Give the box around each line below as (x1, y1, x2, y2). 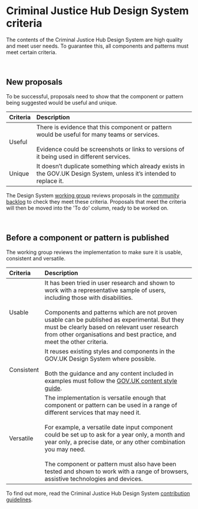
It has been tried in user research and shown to (44, 279, 175, 287)
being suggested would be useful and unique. (6, 99, 118, 106)
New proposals (6, 77, 63, 87)
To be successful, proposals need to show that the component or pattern (6, 92, 184, 100)
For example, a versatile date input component (44, 423, 173, 431)
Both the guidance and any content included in (44, 369, 174, 378)
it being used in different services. (36, 152, 131, 160)
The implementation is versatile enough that (44, 394, 166, 402)
